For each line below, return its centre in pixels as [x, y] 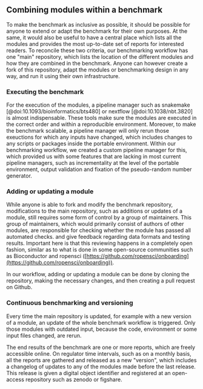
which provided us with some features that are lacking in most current [94, 156]
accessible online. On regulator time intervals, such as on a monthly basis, [99, 353]
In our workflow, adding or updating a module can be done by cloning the [98, 274]
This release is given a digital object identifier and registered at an [88, 373]
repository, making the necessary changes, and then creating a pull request [101, 281]
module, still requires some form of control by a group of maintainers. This [99, 218]
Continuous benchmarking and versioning [70, 303]
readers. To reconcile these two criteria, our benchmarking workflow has [97, 50]
